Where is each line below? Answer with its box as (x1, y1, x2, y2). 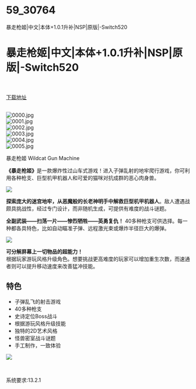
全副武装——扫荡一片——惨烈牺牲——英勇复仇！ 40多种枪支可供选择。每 (6, 217, 183, 224)
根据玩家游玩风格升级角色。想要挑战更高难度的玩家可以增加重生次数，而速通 (6, 255, 190, 262)
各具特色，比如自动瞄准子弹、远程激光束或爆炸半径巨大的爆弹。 (16, 224, 170, 231)
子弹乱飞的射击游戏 (14, 298, 61, 305)
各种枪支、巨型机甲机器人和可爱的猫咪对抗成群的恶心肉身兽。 (10, 174, 159, 181)
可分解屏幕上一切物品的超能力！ (6, 248, 83, 255)
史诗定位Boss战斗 (14, 312, 58, 319)
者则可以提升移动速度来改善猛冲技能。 (6, 262, 98, 269)
